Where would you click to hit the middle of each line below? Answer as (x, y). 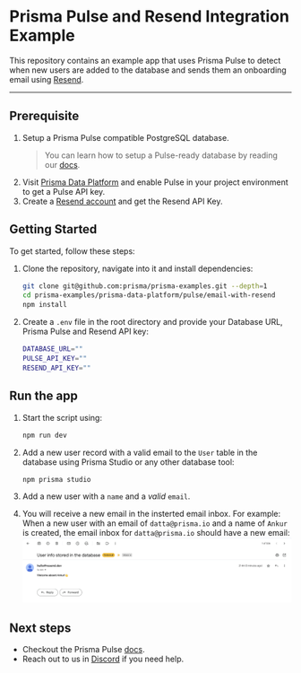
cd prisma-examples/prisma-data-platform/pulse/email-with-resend (149, 295)
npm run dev (44, 435)
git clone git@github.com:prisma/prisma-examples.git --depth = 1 (145, 286)
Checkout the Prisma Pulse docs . (83, 650)
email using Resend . (47, 79)
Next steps (40, 628)
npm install (44, 305)
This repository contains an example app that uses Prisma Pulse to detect (145, 60)
